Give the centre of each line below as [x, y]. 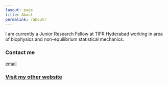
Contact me [20, 52]
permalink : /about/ [26, 19]
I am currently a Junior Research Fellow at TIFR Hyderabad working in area [84, 34]
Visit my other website [34, 77]
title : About [19, 15]
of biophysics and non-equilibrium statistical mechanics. [65, 39]
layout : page [19, 10]
